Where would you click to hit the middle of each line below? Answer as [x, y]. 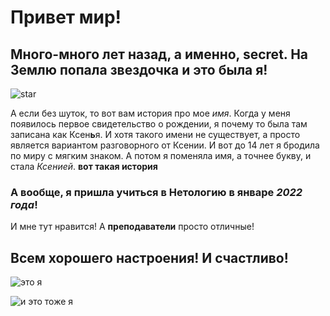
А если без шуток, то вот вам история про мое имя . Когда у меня [150, 113]
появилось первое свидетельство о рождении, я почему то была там [159, 124]
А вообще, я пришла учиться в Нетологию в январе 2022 [156, 192]
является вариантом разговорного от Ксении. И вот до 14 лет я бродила [165, 145]
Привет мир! [66, 17]
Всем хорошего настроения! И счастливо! [149, 257]
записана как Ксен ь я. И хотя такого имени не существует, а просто [155, 134]
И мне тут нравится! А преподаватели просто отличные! [132, 227]
